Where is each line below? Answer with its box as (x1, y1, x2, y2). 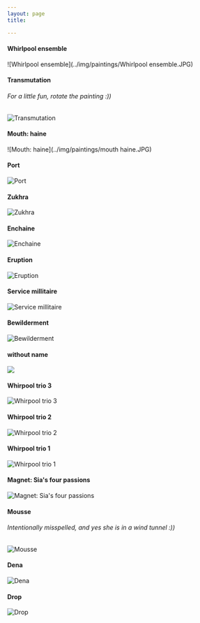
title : (7, 17, 26, 24)
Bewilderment (7, 318, 49, 327)
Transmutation (7, 76, 51, 85)
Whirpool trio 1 (7, 444, 51, 453)
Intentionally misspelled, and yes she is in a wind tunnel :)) (7, 523, 176, 532)
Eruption (7, 256, 33, 264)
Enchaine (7, 224, 36, 233)
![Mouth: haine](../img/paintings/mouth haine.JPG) (7, 145, 152, 154)
